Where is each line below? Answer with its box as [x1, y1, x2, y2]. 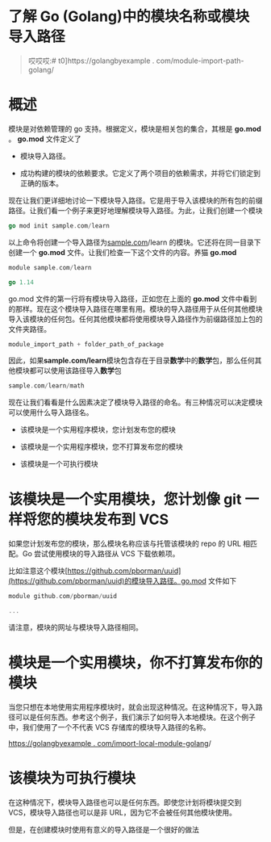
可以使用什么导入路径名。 [8, 408, 94, 417]
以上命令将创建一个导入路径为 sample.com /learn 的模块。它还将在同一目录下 [8, 237, 261, 247]
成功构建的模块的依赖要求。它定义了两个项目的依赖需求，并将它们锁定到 [19, 168, 261, 178]
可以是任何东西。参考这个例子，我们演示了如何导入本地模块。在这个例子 [15, 712, 256, 722]
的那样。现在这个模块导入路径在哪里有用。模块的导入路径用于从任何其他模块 [8, 304, 263, 313]
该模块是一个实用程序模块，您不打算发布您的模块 [19, 442, 183, 452]
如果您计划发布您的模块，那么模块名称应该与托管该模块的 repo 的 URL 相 [8, 538, 251, 549]
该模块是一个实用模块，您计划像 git [8, 490, 242, 509]
